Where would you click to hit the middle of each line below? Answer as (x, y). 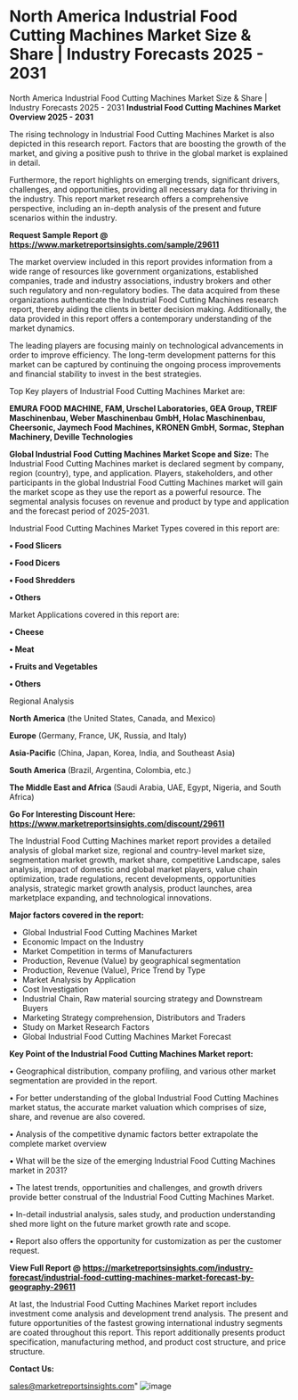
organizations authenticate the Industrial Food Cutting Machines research (144, 300)
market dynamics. (42, 328)
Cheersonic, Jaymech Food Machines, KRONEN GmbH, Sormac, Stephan (147, 427)
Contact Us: (32, 1368)
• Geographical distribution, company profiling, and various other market (143, 1071)
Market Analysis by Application (79, 979)
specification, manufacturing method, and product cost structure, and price (148, 1342)
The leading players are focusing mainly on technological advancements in (146, 345)
